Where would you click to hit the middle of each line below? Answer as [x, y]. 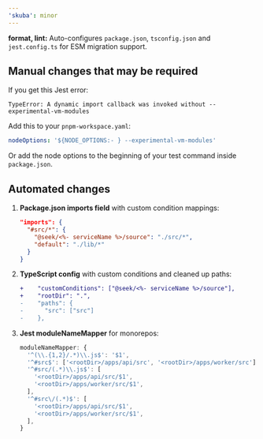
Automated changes [59, 189]
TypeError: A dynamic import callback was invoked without [107, 105]
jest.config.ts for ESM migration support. [78, 46]
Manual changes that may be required [103, 71]
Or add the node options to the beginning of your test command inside [122, 156]
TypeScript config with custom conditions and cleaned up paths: [126, 274]
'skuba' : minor [33, 15]
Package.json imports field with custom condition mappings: [119, 208]
